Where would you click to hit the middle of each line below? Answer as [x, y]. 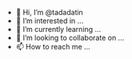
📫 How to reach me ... [53, 47]
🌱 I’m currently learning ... [58, 29]
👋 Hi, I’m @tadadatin [50, 12]
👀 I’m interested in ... [50, 21]
